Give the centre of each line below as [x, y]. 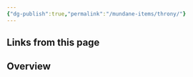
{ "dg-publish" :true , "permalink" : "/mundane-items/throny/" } [96, 14]
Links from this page [53, 43]
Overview [29, 67]
